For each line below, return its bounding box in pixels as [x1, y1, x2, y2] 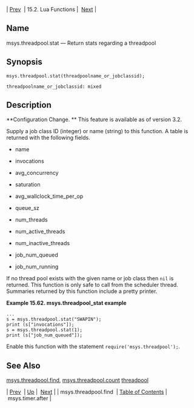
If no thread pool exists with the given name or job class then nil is [6, 275, 174, 282]
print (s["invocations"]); [6, 321, 75, 328]
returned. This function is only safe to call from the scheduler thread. [6, 281, 178, 289]
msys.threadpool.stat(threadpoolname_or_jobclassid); [6, 73, 145, 79]
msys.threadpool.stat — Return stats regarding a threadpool [6, 39, 156, 47]
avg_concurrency [15, 169, 59, 177]
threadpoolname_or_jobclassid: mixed [6, 84, 102, 90]
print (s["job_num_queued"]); [6, 332, 83, 338]
